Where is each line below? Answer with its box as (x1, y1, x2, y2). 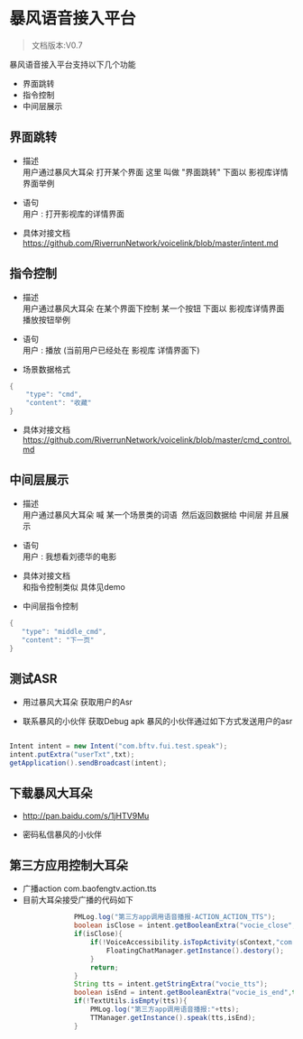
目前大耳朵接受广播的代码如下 (22, 895, 133, 906)
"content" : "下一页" (21, 635, 95, 645)
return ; (89, 962, 119, 972)
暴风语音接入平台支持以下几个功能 (9, 59, 136, 69)
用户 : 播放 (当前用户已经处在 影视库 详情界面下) (22, 345, 200, 355)
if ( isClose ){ (73, 930, 124, 939)
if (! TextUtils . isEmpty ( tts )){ (73, 997, 188, 1006)
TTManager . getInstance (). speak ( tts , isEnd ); (89, 1013, 256, 1022)
